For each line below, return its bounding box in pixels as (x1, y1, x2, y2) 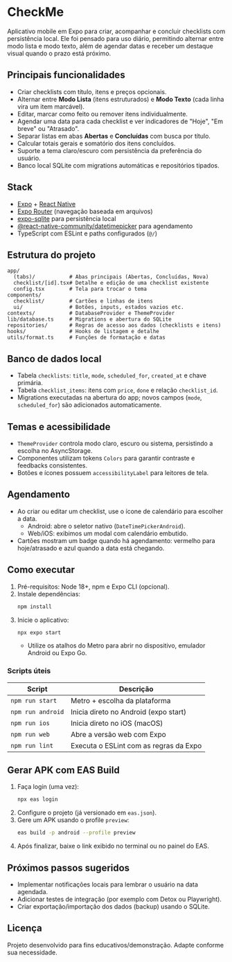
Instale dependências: (17, 589, 81, 598)
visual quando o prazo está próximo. (7, 49, 111, 57)
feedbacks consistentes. (17, 461, 88, 470)
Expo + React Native (17, 199, 76, 208)
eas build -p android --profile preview (17, 829, 136, 837)
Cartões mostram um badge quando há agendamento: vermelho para (17, 536, 216, 544)
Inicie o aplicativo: (17, 616, 69, 624)
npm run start (10, 697, 57, 704)
